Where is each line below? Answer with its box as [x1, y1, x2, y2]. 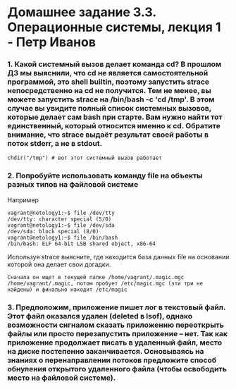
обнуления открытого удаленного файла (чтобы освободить [7, 364, 228, 373]
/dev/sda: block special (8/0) [7, 228, 99, 235]
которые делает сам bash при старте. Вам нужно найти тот [7, 112, 223, 122]
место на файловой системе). [7, 373, 116, 383]
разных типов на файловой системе [7, 180, 139, 190]
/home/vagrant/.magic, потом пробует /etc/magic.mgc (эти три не [7, 280, 203, 287]
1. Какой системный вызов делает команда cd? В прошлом [7, 59, 222, 69]
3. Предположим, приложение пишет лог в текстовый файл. [7, 302, 226, 312]
